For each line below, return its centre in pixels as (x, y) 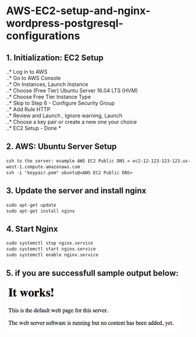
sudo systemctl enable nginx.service (52, 255)
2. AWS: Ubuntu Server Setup (62, 146)
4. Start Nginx (32, 229)
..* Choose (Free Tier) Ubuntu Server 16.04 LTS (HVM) (72, 90)
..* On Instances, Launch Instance (47, 84)
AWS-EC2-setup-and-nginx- (78, 11)
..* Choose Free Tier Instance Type (49, 97)
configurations (43, 36)
